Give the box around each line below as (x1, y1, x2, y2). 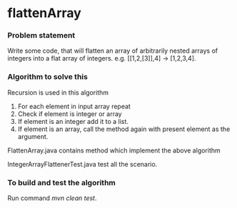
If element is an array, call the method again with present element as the (17, 125, 231, 133)
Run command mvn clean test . (7, 194, 98, 202)
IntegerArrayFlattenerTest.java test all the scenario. (7, 160, 158, 168)
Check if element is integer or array (17, 109, 123, 118)
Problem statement (7, 31, 76, 41)
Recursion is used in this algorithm (7, 88, 109, 97)
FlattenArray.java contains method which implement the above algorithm (7, 146, 221, 155)
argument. (17, 132, 49, 140)
